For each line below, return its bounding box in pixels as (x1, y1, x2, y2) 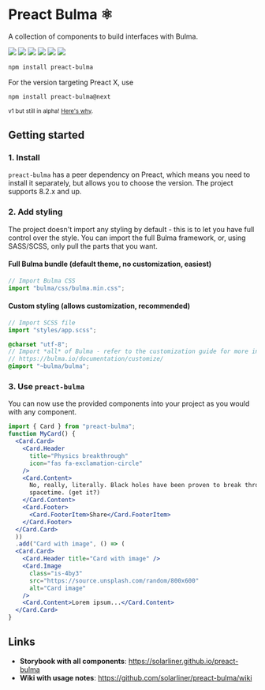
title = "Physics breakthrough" (28, 452, 129, 459)
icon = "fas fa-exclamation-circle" (28, 459, 144, 467)
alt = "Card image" (28, 584, 87, 592)
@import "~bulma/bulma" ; (8, 362, 90, 370)
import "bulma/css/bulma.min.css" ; (8, 284, 125, 292)
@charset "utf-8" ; (8, 340, 69, 348)
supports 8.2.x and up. (8, 187, 82, 197)
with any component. (8, 407, 77, 417)
